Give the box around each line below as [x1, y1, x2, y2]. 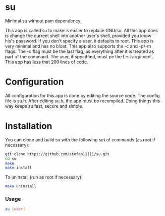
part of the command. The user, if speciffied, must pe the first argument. [5, 53, 154, 59]
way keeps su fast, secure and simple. [5, 103, 83, 109]
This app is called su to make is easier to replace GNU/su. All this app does [5, 27, 158, 33]
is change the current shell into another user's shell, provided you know [5, 33, 152, 39]
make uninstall [5, 184, 37, 189]
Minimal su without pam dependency [5, 18, 81, 24]
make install [5, 165, 32, 171]
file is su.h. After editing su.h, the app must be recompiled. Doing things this [5, 98, 160, 104]
